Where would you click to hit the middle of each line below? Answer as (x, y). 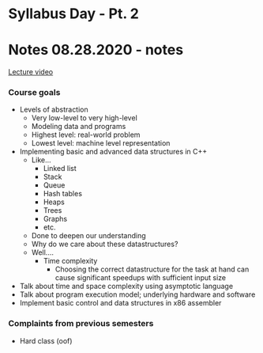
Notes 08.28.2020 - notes (96, 50)
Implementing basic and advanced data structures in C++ (113, 152)
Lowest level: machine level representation (101, 143)
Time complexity (70, 261)
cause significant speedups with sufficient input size (141, 278)
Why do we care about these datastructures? (105, 244)
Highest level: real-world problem (86, 135)
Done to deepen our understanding (88, 236)
